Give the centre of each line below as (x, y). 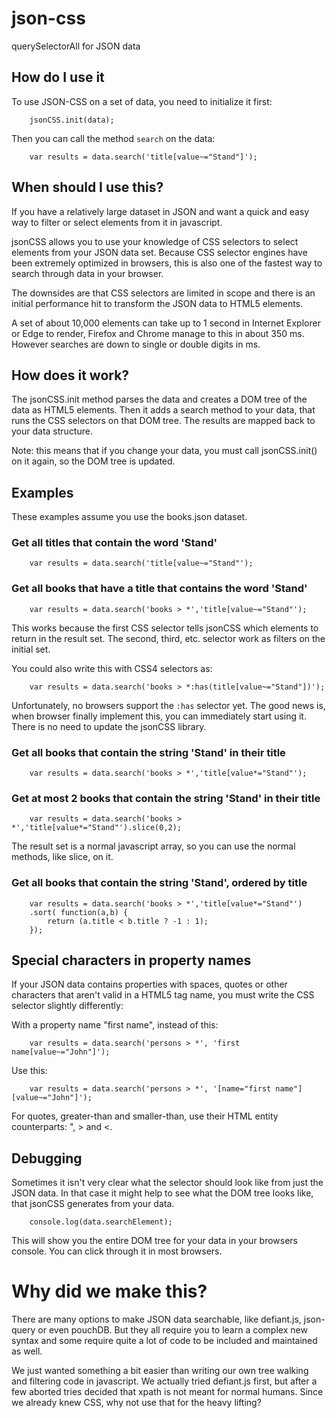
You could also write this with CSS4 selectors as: (112, 668)
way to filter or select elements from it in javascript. (117, 222)
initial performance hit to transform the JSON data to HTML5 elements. (157, 303)
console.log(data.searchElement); (101, 1222)
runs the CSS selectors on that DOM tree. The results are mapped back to (163, 421)
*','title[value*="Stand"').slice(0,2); (97, 828)
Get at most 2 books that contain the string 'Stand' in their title (166, 798)
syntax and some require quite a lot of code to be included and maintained (164, 1341)
